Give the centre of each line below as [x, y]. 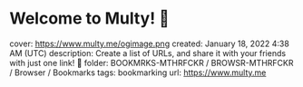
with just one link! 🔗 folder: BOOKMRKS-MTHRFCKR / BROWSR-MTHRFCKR [151, 63]
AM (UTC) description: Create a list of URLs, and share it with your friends [148, 53]
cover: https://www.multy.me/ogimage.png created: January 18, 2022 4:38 [150, 43]
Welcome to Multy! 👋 [89, 19]
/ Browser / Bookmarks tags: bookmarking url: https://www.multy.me [138, 72]
